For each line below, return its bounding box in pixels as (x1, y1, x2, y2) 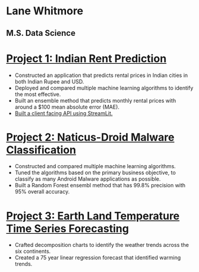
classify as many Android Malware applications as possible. (14, 175, 161, 183)
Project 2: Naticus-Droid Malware (6, 130, 175, 144)
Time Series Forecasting (6, 222, 129, 235)
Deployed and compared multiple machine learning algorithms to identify (14, 84, 194, 91)
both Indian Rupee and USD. (14, 78, 84, 85)
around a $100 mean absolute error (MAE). (14, 103, 120, 110)
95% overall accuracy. (14, 188, 70, 195)
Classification (6, 143, 76, 156)
